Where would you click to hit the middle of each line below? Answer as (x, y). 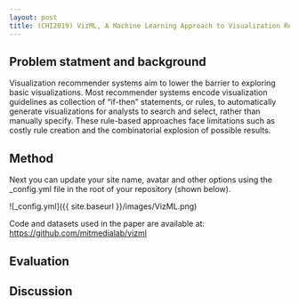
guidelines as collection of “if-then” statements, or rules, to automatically (143, 102)
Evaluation (39, 261)
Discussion (41, 291)
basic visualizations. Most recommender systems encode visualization (139, 92)
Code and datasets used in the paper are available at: (107, 224)
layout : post (33, 17)
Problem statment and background (108, 62)
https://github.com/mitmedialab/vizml (78, 233)
